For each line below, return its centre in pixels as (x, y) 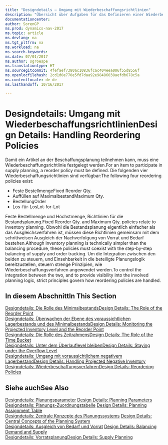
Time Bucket (18, 340)
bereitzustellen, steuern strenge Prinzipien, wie (54, 264)
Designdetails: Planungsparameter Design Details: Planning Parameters (79, 400)
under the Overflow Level (31, 351)
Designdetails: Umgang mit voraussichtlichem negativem (64, 356)
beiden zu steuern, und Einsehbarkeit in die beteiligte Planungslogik (75, 259)
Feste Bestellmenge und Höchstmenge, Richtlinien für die (64, 216)
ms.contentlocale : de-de (31, 80)
